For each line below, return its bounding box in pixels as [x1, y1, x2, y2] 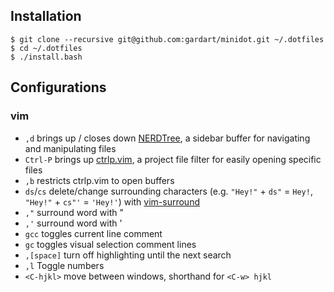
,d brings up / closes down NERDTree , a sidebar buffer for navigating [24, 132, 311, 144]
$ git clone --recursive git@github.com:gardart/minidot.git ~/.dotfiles [10, 34, 325, 44]
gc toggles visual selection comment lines [24, 238, 197, 250]
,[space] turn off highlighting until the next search [24, 249, 232, 261]
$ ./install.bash [10, 52, 83, 62]
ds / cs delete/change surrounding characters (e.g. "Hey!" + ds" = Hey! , [24, 185, 313, 197]
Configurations [10, 79, 107, 96]
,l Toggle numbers [24, 259, 105, 271]
